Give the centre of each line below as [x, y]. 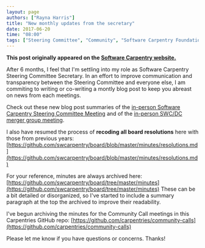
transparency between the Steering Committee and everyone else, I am [96, 82]
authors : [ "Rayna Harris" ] [41, 18]
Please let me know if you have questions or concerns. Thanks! [86, 239]
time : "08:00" [24, 35]
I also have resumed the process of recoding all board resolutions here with [103, 132]
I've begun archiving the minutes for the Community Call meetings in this [98, 214]
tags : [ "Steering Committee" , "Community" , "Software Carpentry [90, 40]
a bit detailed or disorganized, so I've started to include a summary [90, 195]
